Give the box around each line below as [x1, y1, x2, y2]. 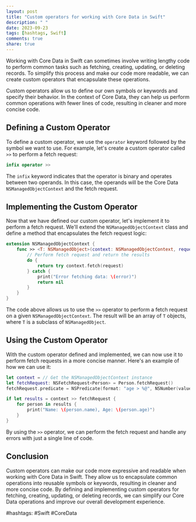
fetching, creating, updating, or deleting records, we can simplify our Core [6, 492, 184, 499]
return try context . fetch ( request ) [37, 262, 124, 269]
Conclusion [6, 451, 49, 462]
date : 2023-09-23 [6, 25, 48, 31]
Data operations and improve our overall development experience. [6, 498, 165, 505]
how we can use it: [6, 363, 51, 370]
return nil [37, 279, 64, 285]
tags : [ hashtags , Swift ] [6, 30, 66, 36]
